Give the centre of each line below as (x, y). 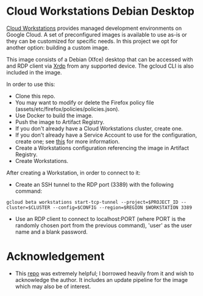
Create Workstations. (42, 161)
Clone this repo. (35, 96)
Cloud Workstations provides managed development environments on (94, 28)
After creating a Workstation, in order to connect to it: (73, 173)
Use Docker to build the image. (54, 115)
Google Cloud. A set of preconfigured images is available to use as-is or (97, 34)
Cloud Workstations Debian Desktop (101, 11)
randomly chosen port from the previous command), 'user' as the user (104, 225)
